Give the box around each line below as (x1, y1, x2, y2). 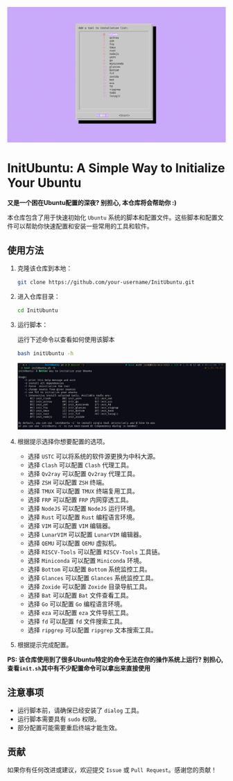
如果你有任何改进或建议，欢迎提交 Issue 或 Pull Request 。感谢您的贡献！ (7, 766, 217, 774)
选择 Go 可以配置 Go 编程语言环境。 (27, 600, 126, 608)
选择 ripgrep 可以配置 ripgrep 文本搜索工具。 (27, 626, 157, 634)
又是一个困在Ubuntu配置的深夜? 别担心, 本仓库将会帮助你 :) (7, 199, 177, 207)
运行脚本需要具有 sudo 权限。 (17, 715, 101, 723)
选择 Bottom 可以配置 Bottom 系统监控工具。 (27, 565, 151, 573)
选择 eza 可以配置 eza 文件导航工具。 (27, 609, 133, 617)
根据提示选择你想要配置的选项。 (17, 438, 109, 446)
